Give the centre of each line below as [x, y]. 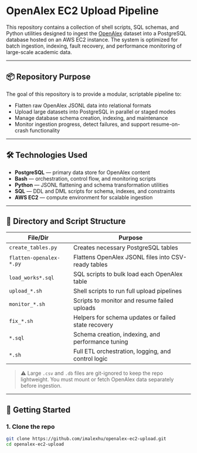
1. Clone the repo [30, 427]
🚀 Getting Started [38, 410]
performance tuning [101, 342]
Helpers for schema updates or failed [124, 318]
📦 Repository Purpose [48, 77]
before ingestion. [41, 386]
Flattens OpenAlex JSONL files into [121, 257]
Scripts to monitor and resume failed [123, 301]
